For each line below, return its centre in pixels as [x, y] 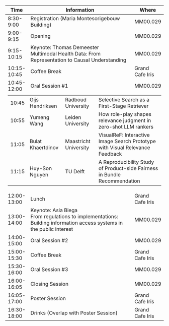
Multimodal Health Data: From [66, 54]
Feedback [110, 154]
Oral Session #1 [49, 86]
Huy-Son [40, 168]
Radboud [76, 100]
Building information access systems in [77, 223]
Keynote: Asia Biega [54, 210]
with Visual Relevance [124, 147]
